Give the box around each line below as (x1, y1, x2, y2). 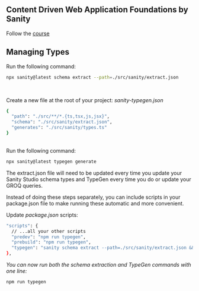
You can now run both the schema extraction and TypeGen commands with (6, 261, 191, 268)
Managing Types (6, 47, 70, 57)
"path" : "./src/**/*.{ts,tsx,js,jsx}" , (11, 113, 110, 119)
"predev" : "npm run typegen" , (11, 234, 86, 240)
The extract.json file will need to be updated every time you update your (6, 169, 182, 176)
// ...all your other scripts (11, 228, 86, 234)
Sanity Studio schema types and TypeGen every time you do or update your (6, 175, 191, 183)
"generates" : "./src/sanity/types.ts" (11, 125, 108, 131)
